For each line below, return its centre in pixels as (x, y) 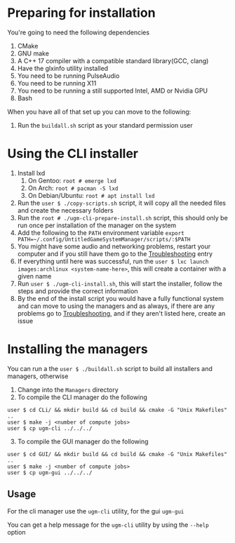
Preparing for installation (81, 13)
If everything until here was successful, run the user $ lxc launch (113, 261)
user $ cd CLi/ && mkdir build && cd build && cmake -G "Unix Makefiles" (117, 410)
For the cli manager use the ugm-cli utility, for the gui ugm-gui (96, 511)
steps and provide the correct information (78, 291)
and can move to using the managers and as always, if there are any (116, 306)
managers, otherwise (38, 376)
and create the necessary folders (65, 210)
